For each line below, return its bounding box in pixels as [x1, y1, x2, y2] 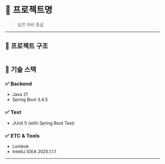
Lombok [12, 143, 29, 149]
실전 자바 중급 [17, 22, 44, 27]
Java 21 [12, 92, 28, 97]
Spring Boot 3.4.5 [12, 96, 48, 103]
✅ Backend [5, 80, 32, 87]
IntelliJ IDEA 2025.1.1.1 [12, 149, 56, 155]
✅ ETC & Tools [5, 132, 40, 139]
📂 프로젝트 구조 [5, 42, 48, 50]
